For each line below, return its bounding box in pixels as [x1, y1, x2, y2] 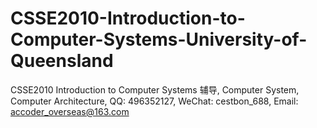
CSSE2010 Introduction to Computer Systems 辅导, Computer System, [10, 83, 300, 96]
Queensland [10, 50, 114, 72]
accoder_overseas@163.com [10, 105, 130, 117]
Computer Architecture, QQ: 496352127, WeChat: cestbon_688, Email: [10, 95, 299, 107]
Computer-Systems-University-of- [10, 28, 308, 51]
